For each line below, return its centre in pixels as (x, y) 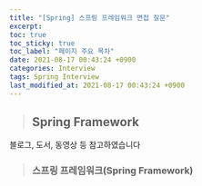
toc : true (28, 34)
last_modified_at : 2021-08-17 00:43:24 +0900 (97, 85)
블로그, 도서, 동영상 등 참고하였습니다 (75, 145)
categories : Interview (52, 69)
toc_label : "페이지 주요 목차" (62, 52)
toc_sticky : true (42, 43)
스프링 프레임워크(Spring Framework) (112, 171)
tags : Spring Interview (55, 77)
